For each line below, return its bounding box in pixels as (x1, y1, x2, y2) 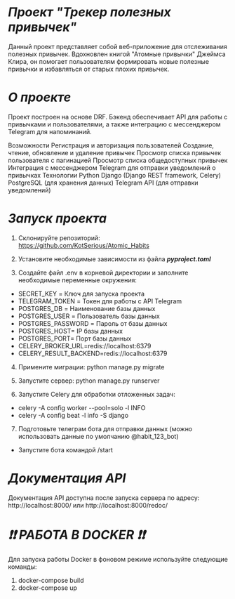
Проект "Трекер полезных (8, 4, 171, 20)
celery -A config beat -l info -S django (18, 411, 129, 419)
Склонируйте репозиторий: (18, 233, 100, 242)
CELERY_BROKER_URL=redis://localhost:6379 (18, 341, 152, 350)
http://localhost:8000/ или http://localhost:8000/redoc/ (8, 501, 168, 509)
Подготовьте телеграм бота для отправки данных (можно (18, 424, 193, 433)
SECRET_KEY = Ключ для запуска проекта (18, 289, 145, 298)
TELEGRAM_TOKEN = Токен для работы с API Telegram (18, 296, 182, 305)
